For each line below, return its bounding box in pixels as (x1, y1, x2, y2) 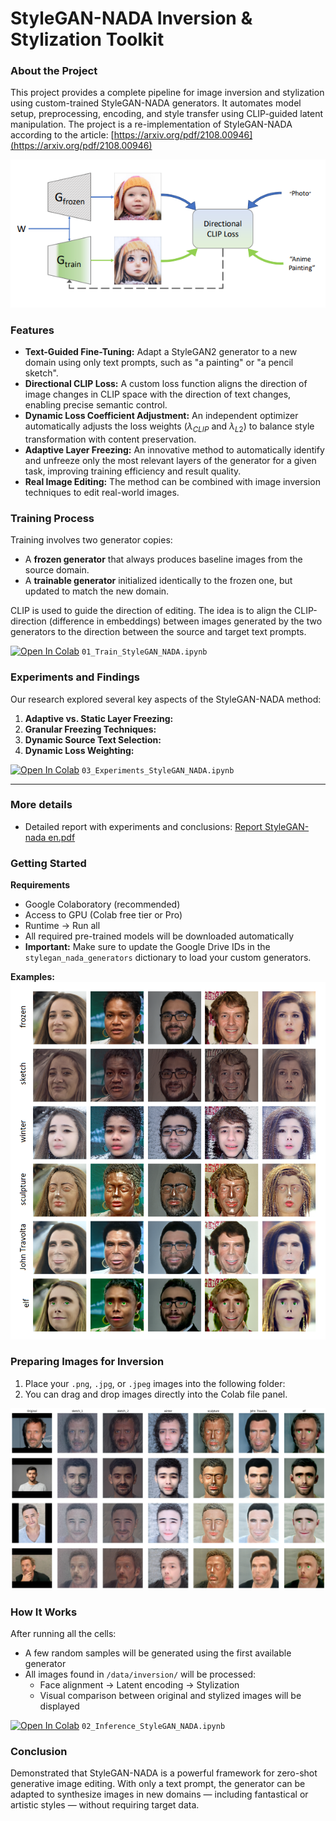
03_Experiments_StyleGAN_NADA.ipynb (81, 765, 235, 776)
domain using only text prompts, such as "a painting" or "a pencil (24, 357, 294, 369)
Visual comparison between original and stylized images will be (39, 1690, 302, 1701)
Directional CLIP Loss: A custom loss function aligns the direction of (24, 378, 308, 390)
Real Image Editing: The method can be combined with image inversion (24, 475, 321, 487)
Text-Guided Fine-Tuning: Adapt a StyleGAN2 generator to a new (24, 346, 298, 358)
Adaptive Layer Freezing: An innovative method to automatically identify (24, 443, 325, 456)
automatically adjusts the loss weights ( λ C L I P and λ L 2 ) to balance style (24, 420, 315, 434)
